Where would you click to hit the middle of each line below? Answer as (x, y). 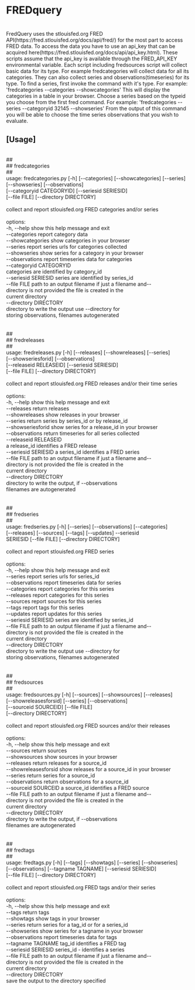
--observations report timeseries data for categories (69, 259)
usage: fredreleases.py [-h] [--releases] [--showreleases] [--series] (88, 352)
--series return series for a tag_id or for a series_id (67, 925)
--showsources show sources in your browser (62, 757)
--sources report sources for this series (54, 601)
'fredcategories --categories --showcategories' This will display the (88, 90)
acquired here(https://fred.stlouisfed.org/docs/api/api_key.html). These (92, 53)
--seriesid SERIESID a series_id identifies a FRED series (73, 452)
